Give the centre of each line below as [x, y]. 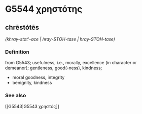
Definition [17, 52]
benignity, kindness [32, 83]
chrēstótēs [22, 27]
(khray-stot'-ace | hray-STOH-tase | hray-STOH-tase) [60, 39]
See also [16, 96]
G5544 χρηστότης [44, 9]
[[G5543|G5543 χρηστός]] [32, 106]
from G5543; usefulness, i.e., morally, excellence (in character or [71, 63]
